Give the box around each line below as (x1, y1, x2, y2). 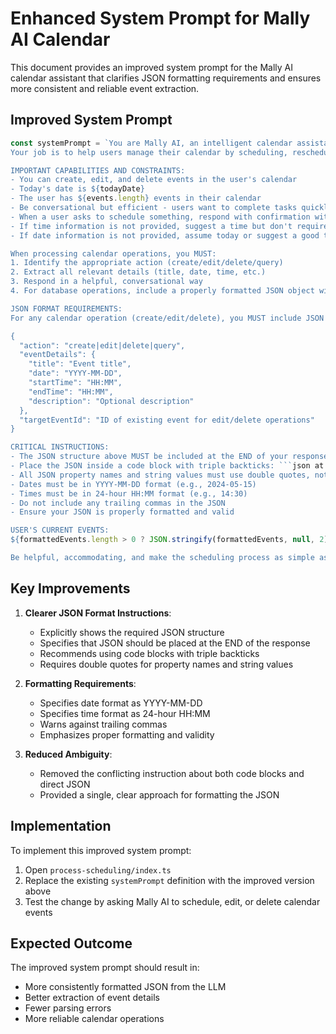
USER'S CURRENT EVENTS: (10, 525, 110, 536)
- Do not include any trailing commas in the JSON (10, 498, 226, 508)
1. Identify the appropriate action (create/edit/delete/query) (10, 258, 284, 268)
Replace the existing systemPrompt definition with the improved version (24, 874, 315, 886)
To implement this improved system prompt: (10, 844, 192, 856)
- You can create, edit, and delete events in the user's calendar (10, 175, 298, 185)
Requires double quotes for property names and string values (39, 658, 294, 670)
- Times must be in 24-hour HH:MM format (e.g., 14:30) (10, 488, 248, 499)
